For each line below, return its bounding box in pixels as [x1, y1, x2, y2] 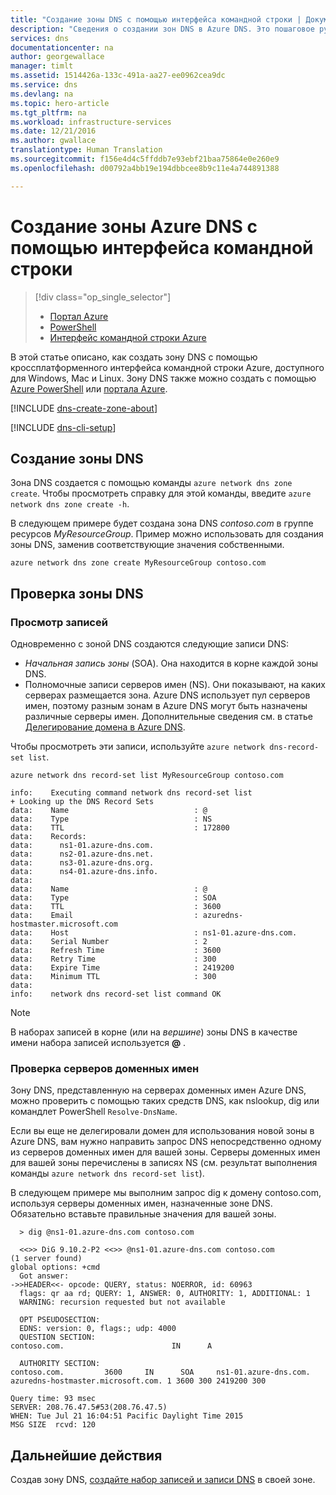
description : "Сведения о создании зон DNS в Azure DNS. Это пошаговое [10, 24, 315, 34]
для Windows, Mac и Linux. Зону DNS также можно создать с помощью [10, 372, 317, 384]
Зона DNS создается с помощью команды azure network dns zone [10, 477, 293, 489]
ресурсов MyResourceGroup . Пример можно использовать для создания [10, 528, 324, 540]
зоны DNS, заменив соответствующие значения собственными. [10, 539, 285, 551]
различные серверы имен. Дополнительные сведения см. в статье [24, 711, 313, 723]
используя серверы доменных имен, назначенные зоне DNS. [10, 1197, 273, 1210]
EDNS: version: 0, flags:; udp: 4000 [19, 1324, 177, 1334]
